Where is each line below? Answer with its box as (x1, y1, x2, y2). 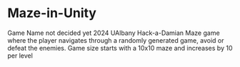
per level (7, 51, 34, 60)
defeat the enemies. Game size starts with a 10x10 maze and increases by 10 (7, 43, 233, 52)
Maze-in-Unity (7, 5, 96, 21)
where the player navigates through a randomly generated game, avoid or (7, 36, 224, 44)
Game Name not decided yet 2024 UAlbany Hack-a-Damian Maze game (7, 29, 220, 37)
